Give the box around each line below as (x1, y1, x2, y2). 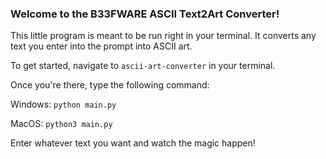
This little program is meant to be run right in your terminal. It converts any (10, 30, 317, 42)
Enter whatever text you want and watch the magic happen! (10, 137, 256, 149)
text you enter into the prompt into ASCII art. (10, 40, 193, 52)
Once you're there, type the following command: (10, 79, 210, 91)
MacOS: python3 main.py (10, 118, 113, 130)
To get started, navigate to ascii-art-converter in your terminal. (10, 60, 276, 72)
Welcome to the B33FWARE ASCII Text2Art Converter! (10, 7, 280, 21)
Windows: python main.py (10, 98, 117, 111)
